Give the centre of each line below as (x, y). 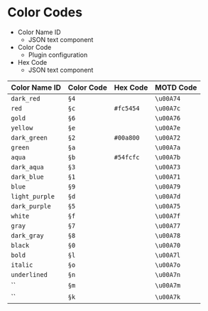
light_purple (33, 196)
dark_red (26, 98)
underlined (29, 274)
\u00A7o (168, 265)
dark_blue (27, 176)
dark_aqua (27, 167)
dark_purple (31, 206)
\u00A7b (168, 157)
